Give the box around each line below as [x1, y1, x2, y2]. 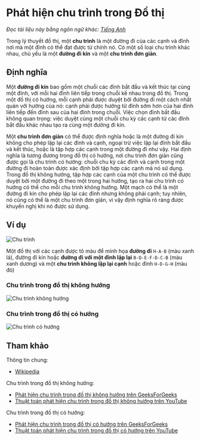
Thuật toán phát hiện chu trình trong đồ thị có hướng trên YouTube [14, 427, 178, 434]
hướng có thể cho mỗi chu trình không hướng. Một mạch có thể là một [6, 183, 179, 190]
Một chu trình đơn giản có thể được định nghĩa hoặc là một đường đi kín [6, 133, 184, 140]
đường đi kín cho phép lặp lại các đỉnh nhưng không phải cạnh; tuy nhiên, [6, 190, 187, 197]
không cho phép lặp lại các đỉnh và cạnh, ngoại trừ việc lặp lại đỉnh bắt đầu [6, 139, 191, 146]
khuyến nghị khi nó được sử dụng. [6, 202, 90, 210]
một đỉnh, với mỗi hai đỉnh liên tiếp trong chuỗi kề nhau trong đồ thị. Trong [6, 90, 189, 97]
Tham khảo [6, 340, 49, 350]
